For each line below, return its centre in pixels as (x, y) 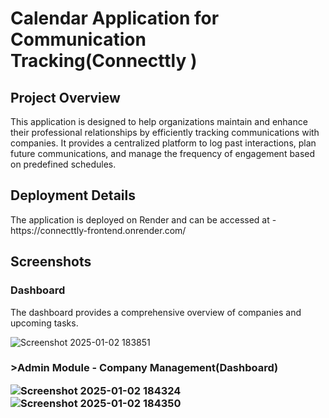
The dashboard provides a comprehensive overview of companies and (156, 312)
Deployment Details (73, 195)
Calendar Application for (115, 18)
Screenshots (51, 262)
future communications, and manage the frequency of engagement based (163, 153)
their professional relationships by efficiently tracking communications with (165, 132)
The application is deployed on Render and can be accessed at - (143, 219)
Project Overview (65, 97)
